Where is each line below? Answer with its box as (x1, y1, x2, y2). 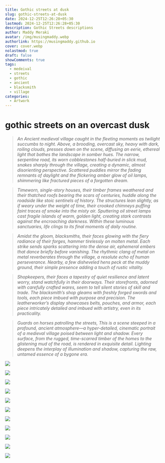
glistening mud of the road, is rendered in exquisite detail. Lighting (17, 341, 151, 347)
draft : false (5, 53, 32, 58)
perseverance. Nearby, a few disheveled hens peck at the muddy (17, 259, 150, 265)
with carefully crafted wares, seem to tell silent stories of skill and (17, 284, 151, 290)
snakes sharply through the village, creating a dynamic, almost (17, 162, 146, 168)
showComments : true (5, 57, 45, 62)
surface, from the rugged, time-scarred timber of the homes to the (17, 336, 152, 342)
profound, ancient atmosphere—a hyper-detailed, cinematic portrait (17, 325, 156, 331)
